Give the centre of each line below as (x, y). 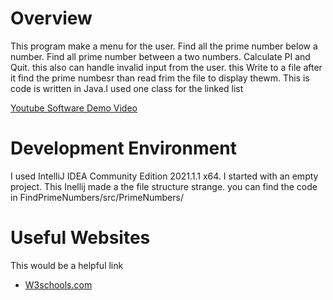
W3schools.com (58, 284)
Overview (51, 18)
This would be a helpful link (67, 265)
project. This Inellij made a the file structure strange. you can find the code (164, 186)
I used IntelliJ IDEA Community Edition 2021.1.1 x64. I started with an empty (164, 176)
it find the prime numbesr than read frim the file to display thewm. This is (160, 78)
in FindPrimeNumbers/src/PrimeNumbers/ (97, 197)
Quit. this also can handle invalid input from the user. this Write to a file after (166, 67)
